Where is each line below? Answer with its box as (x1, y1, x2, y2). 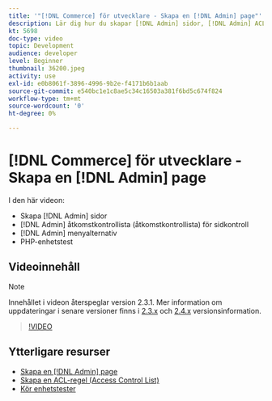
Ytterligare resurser (8, 345, 111, 359)
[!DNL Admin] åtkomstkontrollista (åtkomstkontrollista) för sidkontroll (19, 219, 249, 229)
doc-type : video (8, 34, 63, 43)
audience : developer (8, 49, 79, 57)
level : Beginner (8, 57, 63, 65)
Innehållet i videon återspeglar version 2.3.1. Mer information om (8, 297, 223, 307)
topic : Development (8, 42, 74, 50)
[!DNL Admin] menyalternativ (19, 228, 117, 238)
